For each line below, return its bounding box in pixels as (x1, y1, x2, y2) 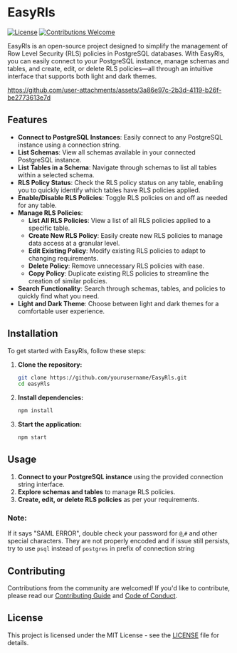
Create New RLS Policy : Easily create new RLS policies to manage (28, 231, 223, 239)
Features (7, 114, 48, 126)
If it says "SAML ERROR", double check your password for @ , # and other (7, 529, 218, 538)
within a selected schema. (17, 170, 95, 179)
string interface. (17, 480, 65, 489)
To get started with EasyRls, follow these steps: (7, 346, 147, 355)
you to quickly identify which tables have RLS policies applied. (17, 186, 201, 194)
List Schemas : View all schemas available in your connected (17, 147, 196, 157)
